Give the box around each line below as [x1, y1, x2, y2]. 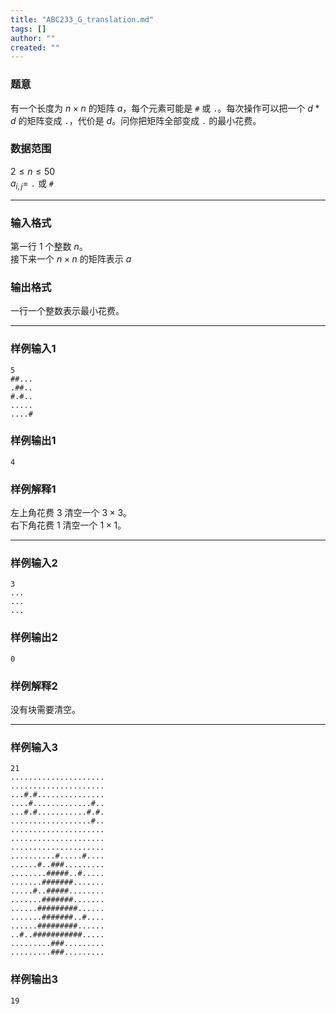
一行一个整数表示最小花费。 [10, 305, 125, 317]
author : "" [10, 33, 56, 43]
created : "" [10, 42, 60, 53]
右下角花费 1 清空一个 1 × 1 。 [10, 519, 127, 531]
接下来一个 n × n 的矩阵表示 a [10, 252, 132, 265]
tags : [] [10, 24, 47, 34]
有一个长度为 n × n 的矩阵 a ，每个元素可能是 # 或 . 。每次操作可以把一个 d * [10, 102, 320, 114]
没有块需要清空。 [10, 704, 81, 716]
